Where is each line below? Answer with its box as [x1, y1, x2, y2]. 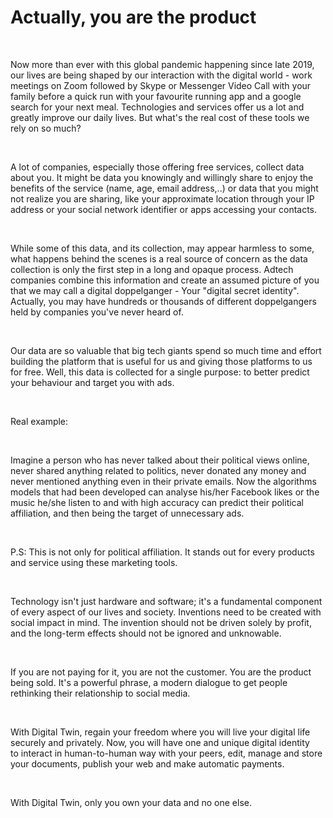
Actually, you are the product [10, 6, 257, 29]
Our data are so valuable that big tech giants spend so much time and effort [10, 344, 322, 356]
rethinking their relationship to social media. [10, 687, 191, 699]
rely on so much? [10, 122, 82, 134]
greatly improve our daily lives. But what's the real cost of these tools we [10, 111, 310, 123]
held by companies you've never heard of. [10, 306, 184, 318]
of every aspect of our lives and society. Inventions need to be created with [10, 606, 322, 618]
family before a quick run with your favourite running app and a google [10, 90, 302, 102]
